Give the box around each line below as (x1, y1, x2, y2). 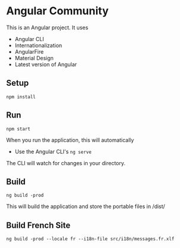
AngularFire (14, 48, 44, 55)
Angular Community (6, 4, 109, 18)
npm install (6, 94, 36, 100)
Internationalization (14, 42, 63, 49)
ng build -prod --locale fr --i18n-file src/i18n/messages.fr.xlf (6, 236, 175, 242)
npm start (6, 126, 31, 132)
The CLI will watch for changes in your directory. (6, 159, 126, 166)
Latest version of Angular (14, 61, 77, 68)
